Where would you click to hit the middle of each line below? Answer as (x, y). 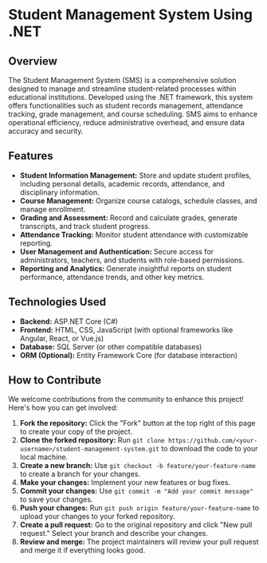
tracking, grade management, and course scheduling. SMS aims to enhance (133, 114)
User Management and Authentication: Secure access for (116, 251)
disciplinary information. (59, 192)
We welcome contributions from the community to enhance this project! (126, 400)
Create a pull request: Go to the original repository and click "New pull (136, 525)
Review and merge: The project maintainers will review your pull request (139, 542)
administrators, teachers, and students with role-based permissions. (132, 260)
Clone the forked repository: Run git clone (92, 440)
